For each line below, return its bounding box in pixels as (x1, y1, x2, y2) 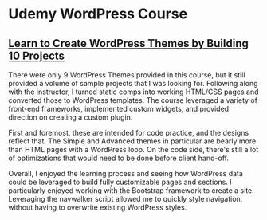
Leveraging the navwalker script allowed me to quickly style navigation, (8, 194, 243, 203)
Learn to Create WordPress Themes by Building (8, 37, 249, 50)
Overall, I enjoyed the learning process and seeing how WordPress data (8, 169, 243, 178)
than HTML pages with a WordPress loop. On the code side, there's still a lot (8, 145, 259, 154)
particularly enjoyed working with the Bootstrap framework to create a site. (8, 186, 255, 195)
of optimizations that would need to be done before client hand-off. (8, 153, 230, 163)
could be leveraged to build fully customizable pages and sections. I (8, 177, 233, 187)
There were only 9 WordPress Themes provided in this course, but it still (8, 70, 245, 80)
